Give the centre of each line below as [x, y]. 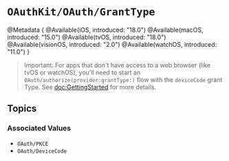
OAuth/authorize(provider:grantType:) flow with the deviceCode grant [123, 79]
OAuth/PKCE [33, 144]
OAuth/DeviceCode [42, 151]
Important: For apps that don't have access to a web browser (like [117, 65]
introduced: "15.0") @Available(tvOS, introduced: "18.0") [87, 37]
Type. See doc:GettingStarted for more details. [90, 87]
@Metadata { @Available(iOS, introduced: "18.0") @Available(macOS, [105, 30]
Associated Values [39, 128]
